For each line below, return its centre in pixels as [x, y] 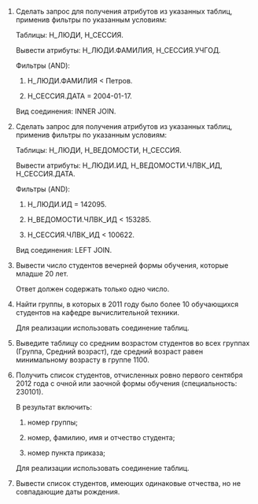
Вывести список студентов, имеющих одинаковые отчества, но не [128, 483]
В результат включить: [54, 407]
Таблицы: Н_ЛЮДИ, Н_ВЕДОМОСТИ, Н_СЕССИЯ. [99, 150]
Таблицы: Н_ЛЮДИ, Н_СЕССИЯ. [70, 35]
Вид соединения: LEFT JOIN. [64, 250]
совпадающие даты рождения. [68, 492]
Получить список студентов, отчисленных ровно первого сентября [129, 375]
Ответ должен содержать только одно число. [92, 289]
